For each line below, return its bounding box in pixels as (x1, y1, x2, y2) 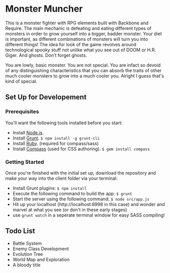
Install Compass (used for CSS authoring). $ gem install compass (12, 146, 150, 152)
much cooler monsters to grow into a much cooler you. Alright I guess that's (5, 73, 164, 79)
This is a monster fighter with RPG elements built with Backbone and (5, 20, 149, 26)
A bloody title (12, 262, 41, 268)
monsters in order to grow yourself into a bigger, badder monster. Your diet (5, 30, 162, 37)
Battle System (12, 240, 42, 246)
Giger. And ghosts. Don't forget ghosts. (5, 52, 87, 58)
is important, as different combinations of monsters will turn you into (5, 36, 148, 42)
